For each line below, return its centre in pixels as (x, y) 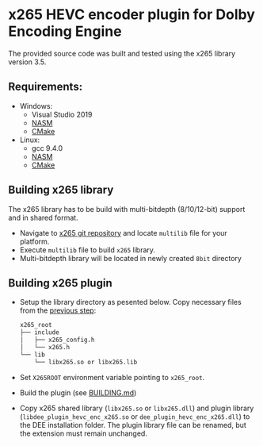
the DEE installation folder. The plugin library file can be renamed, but (133, 425)
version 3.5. (27, 62)
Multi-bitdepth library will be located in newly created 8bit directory (130, 258)
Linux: (30, 140)
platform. (34, 241)
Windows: (36, 106)
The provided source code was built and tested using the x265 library (122, 53)
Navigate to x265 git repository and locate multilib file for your (123, 233)
